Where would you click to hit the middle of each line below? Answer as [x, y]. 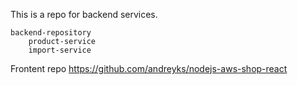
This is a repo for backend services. [84, 14]
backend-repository [51, 33]
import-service [60, 50]
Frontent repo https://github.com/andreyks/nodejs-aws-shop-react [149, 68]
